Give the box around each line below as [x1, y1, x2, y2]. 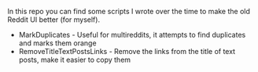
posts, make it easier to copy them [18, 55, 131, 64]
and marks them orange [18, 38, 97, 48]
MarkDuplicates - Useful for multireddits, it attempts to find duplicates [18, 31, 246, 39]
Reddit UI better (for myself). [7, 15, 100, 24]
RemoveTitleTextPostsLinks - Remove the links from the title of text [18, 47, 236, 56]
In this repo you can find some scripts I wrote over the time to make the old [7, 7, 251, 16]
